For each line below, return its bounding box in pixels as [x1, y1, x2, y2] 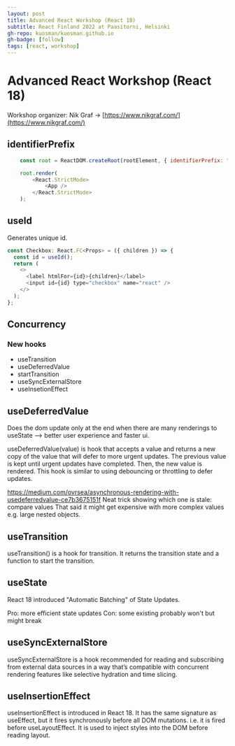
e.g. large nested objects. [7, 510, 81, 519]
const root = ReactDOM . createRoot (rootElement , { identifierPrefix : [20, 157, 224, 164]
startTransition [17, 370, 59, 378]
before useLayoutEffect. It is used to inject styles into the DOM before [7, 724, 208, 732]
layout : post [7, 10, 45, 17]
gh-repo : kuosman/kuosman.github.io [7, 29, 114, 37]
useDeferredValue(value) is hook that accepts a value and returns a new [7, 445, 215, 453]
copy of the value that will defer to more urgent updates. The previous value [7, 452, 227, 461]
